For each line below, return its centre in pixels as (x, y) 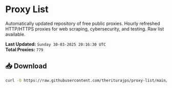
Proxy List (27, 9)
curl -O (14, 80)
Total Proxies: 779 (24, 49)
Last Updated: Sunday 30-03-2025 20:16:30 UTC (56, 44)
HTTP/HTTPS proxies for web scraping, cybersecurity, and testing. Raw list (85, 28)
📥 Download (26, 66)
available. (15, 34)
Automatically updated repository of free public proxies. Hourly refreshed (83, 23)
